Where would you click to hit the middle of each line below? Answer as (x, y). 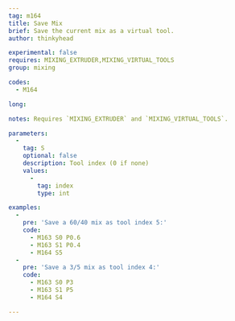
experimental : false (43, 53)
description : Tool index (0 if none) (86, 163)
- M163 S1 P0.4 (55, 245)
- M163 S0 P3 (52, 282)
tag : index (56, 186)
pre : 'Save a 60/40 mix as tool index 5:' (95, 223)
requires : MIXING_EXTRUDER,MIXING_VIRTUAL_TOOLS (91, 60)
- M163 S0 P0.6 (55, 237)
